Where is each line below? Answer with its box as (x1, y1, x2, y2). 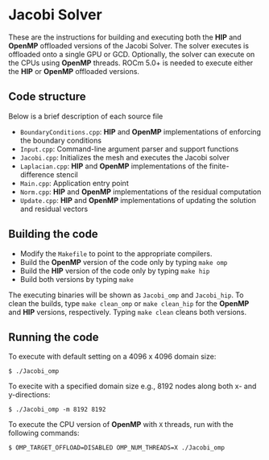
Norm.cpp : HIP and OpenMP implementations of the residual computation (19, 187, 262, 197)
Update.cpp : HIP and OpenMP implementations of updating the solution (19, 195, 256, 205)
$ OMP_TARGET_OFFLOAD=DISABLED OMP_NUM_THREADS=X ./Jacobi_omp (8, 444, 226, 452)
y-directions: (8, 390, 51, 400)
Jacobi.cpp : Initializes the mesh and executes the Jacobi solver (19, 152, 230, 162)
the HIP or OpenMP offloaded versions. (8, 66, 139, 76)
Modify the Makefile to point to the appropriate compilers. (19, 248, 213, 259)
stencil (56, 169, 78, 179)
